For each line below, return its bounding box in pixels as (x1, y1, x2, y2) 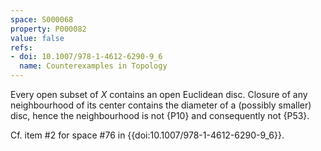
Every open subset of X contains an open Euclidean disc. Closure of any (10, 89, 308, 100)
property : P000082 (10, 24, 87, 34)
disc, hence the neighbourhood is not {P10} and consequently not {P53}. (10, 110, 310, 121)
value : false (10, 33, 65, 43)
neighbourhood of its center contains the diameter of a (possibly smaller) (10, 99, 312, 111)
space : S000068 (10, 14, 74, 25)
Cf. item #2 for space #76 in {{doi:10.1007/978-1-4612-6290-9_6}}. (10, 129, 285, 141)
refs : (10, 42, 33, 53)
